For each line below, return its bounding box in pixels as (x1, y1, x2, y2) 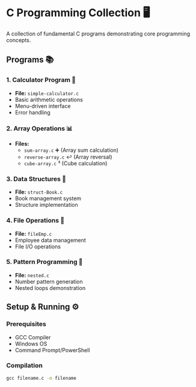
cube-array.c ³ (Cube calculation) (23, 159, 108, 167)
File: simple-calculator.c (14, 89, 79, 96)
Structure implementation (14, 201, 78, 209)
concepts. (6, 36, 31, 43)
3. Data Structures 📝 (6, 174, 66, 183)
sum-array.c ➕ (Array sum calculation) (23, 146, 119, 154)
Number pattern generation (14, 278, 83, 285)
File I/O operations (14, 243, 61, 250)
